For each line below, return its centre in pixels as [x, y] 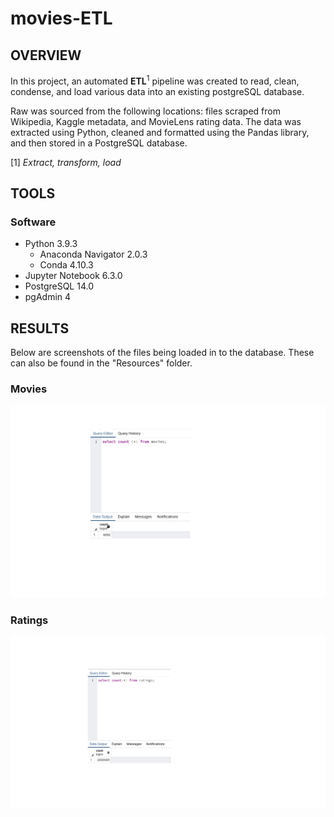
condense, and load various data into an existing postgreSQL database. [157, 91]
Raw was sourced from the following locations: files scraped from [145, 111]
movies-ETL [61, 18]
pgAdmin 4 [48, 297]
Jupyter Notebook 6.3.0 [73, 276]
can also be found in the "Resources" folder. [101, 363]
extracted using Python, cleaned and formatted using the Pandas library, [160, 132]
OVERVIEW [46, 55]
